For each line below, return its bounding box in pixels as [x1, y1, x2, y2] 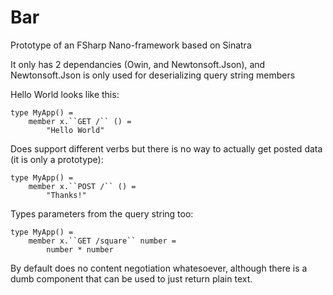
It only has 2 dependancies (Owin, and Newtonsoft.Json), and [10, 58, 266, 70]
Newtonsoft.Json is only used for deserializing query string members [10, 69, 296, 81]
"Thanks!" [46, 190, 87, 200]
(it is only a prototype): [10, 153, 104, 165]
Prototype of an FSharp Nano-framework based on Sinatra [10, 39, 252, 51]
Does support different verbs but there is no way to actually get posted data [10, 142, 323, 155]
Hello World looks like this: [10, 88, 120, 100]
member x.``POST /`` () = [28, 181, 137, 191]
